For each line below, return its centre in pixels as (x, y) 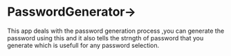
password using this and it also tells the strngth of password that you (105, 38)
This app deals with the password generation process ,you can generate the (116, 31)
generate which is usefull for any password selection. (83, 45)
